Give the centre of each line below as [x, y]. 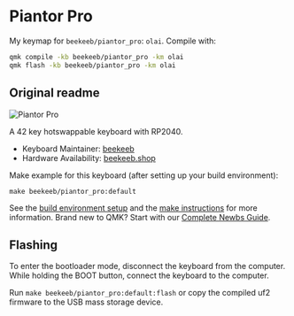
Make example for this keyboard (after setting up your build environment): [144, 175]
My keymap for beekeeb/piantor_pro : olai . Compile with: [113, 41]
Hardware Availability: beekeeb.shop [89, 158]
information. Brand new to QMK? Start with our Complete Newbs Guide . [140, 217]
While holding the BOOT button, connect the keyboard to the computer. [139, 275]
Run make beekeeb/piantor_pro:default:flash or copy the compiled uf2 [140, 293]
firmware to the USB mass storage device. [86, 302]
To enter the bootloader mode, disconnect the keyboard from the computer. [147, 266]
